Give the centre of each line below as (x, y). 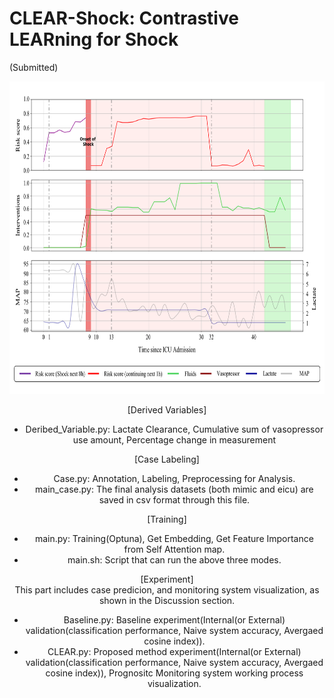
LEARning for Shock (94, 39)
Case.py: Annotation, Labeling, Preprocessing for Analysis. (174, 478)
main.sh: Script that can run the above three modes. (174, 559)
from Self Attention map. (174, 549)
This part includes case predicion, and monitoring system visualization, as (167, 589)
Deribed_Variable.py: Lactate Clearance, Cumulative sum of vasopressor (174, 429)
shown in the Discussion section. (167, 600)
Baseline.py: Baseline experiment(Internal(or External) (174, 619)
